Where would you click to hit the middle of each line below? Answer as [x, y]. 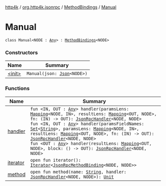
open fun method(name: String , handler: [79, 172]
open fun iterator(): [56, 160]
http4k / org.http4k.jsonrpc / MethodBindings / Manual [61, 7]
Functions [17, 88]
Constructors [21, 52]
